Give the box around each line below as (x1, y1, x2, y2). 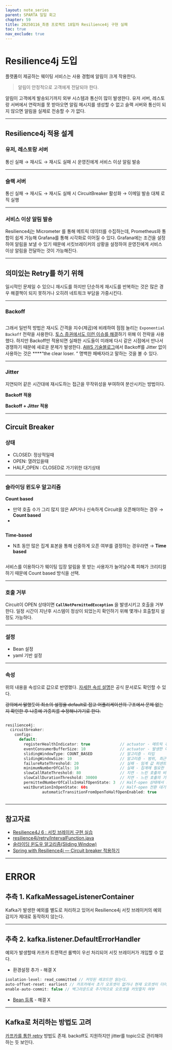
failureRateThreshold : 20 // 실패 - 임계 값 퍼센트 (24, 761, 166, 766)
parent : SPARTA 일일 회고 (5, 12, 56, 17)
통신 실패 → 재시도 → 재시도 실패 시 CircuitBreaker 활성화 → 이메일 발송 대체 (5, 190, 160, 196)
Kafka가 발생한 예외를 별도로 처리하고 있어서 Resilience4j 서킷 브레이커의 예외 (5, 907, 162, 913)
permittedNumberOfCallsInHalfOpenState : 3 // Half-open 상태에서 (24, 780, 164, 785)
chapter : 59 (5, 17, 31, 22)
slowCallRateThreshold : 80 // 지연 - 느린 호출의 (24, 770, 161, 776)
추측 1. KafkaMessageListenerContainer (5, 892, 135, 901)
